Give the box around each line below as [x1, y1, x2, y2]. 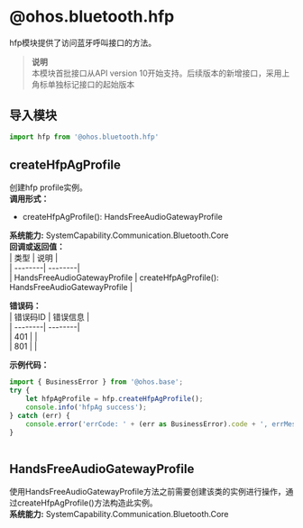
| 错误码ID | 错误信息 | [9, 312, 90, 323]
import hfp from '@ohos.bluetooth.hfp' [9, 132, 160, 141]
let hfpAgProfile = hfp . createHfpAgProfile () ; [25, 395, 204, 404]
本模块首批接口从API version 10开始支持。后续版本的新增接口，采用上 [31, 68, 290, 78]
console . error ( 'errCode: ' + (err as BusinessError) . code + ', [25, 419, 269, 429]
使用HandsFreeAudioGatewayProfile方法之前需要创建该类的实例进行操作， [9, 487, 286, 497]
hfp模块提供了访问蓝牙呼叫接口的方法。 [9, 37, 157, 48]
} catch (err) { [9, 411, 70, 420]
